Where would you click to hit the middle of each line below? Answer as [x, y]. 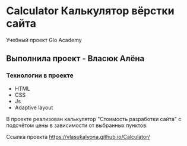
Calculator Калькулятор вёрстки [90, 11]
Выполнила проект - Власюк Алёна [75, 58]
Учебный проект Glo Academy [44, 40]
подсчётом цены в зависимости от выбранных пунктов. [77, 125]
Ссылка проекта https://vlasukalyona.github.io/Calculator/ [78, 137]
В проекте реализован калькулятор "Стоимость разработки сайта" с [94, 119]
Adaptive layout [34, 107]
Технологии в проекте [40, 75]
